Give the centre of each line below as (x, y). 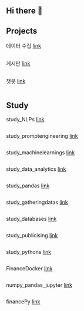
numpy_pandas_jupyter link (39, 285)
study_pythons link (29, 252)
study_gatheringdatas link (37, 202)
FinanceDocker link (29, 269)
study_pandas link (28, 186)
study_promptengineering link (42, 136)
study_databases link (31, 219)
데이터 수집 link (24, 46)
